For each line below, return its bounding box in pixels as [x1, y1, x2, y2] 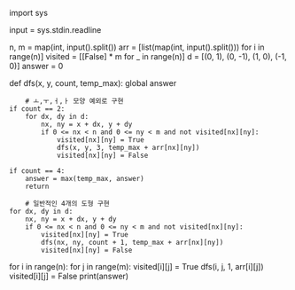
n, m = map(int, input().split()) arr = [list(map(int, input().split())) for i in [9, 42, 265, 52]
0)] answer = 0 [9, 61, 64, 71]
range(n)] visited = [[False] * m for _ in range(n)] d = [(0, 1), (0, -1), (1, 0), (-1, [9, 51, 288, 61]
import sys [9, 8, 49, 18]
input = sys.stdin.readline [9, 25, 102, 35]
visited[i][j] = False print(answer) [9, 270, 129, 281]
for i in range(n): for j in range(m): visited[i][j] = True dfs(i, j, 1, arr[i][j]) [9, 262, 264, 271]
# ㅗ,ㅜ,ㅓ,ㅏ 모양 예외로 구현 [25, 97, 124, 106]
